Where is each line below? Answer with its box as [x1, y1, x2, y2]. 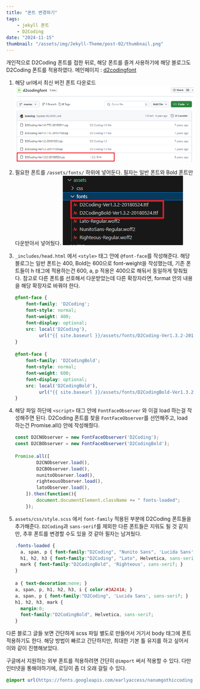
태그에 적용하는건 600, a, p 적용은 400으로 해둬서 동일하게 [35, 267, 172, 274]
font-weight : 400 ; [26, 314, 71, 319]
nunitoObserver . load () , [36, 472, 95, 478]
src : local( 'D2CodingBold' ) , [26, 383, 98, 389]
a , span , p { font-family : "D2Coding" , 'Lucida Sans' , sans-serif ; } [14, 593, 189, 599]
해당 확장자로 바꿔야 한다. [21, 282, 80, 289]
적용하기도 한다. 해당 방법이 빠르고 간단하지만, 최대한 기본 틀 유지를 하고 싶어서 [6, 637, 189, 644]
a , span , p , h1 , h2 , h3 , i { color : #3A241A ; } [14, 586, 133, 592]
